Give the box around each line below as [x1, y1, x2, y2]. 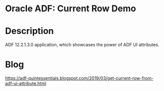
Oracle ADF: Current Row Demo [5, 3, 137, 14]
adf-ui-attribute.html [5, 81, 47, 87]
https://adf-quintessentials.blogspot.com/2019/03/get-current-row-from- [5, 75, 154, 81]
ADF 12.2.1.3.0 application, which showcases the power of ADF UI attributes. [5, 42, 160, 48]
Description [5, 26, 54, 37]
